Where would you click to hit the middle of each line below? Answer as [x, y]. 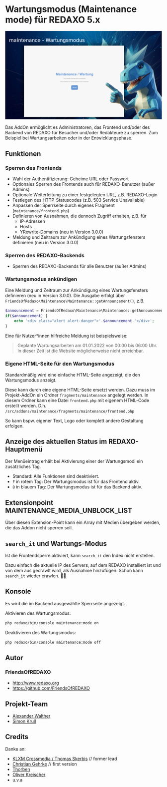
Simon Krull [24, 721]
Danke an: [15, 749]
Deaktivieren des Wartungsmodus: [41, 632]
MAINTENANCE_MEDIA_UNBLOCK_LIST [69, 510]
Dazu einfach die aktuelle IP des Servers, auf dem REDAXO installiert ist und [83, 565]
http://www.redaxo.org [36, 683]
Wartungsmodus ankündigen [41, 279]
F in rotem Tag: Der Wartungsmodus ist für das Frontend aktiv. [76, 482]
